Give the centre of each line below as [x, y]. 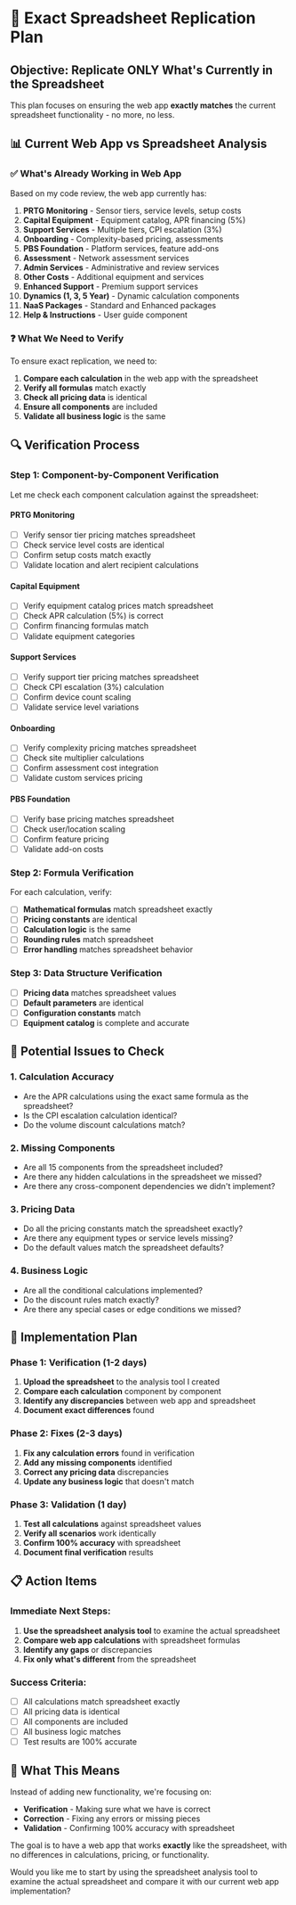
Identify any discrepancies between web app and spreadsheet [139, 1401]
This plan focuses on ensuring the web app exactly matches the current [143, 105]
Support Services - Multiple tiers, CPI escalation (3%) [122, 229]
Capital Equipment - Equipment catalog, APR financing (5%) [134, 220]
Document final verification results [88, 1552]
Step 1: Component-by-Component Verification [115, 475]
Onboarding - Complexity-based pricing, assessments [123, 239]
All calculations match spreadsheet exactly [101, 1701]
